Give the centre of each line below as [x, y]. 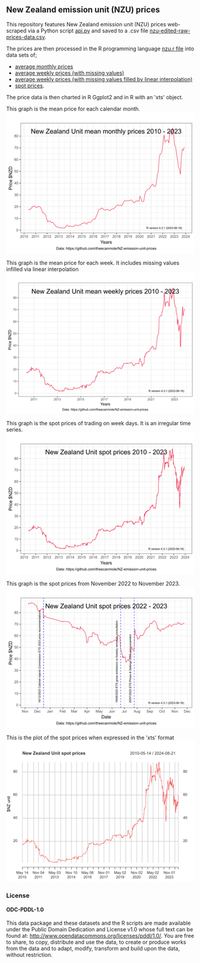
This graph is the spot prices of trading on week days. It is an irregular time [99, 423]
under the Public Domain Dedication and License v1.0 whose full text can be [100, 929]
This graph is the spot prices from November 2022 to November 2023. [93, 583]
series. [14, 429]
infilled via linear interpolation [42, 269]
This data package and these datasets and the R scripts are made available [99, 923]
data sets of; [22, 55]
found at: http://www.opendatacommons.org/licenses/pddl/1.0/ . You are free [100, 935]
